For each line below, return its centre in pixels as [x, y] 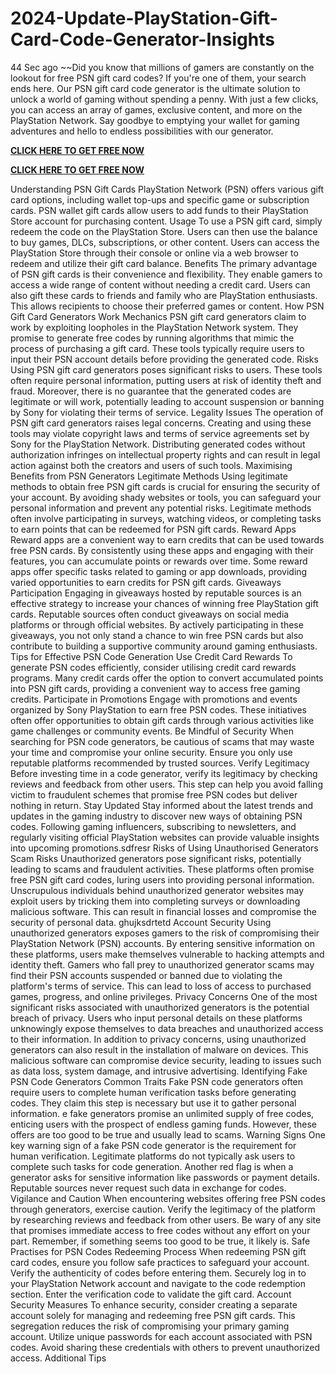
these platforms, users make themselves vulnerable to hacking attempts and [167, 954]
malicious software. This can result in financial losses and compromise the [163, 911]
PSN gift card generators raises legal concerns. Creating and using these [161, 423]
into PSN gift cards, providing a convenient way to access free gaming [155, 688]
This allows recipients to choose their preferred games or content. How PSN [167, 306]
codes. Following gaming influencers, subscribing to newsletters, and [153, 826]
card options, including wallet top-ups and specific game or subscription [160, 199]
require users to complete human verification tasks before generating [153, 1092]
